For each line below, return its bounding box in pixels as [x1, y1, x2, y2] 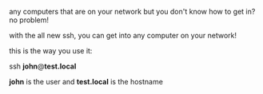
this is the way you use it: [9, 46, 93, 55]
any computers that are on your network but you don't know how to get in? [9, 7, 256, 16]
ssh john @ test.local [9, 61, 77, 71]
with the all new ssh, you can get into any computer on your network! [9, 31, 237, 40]
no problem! [9, 15, 50, 25]
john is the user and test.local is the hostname [9, 77, 163, 86]
